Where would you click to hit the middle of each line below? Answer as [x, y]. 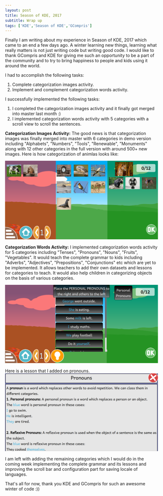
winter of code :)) [22, 489]
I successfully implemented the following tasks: [52, 99]
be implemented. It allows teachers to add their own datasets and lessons [79, 267]
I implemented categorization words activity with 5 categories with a [80, 119]
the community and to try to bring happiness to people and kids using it [76, 61]
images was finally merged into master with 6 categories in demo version [78, 139]
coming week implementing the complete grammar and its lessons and [76, 464]
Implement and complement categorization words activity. [70, 90]
